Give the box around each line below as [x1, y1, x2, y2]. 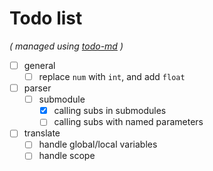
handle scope [38, 150, 96, 162]
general [23, 59, 56, 71]
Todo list [9, 7, 83, 30]
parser [23, 82, 52, 94]
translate [23, 127, 61, 139]
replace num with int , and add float [38, 71, 186, 82]
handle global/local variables [38, 138, 158, 151]
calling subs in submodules [53, 105, 167, 117]
